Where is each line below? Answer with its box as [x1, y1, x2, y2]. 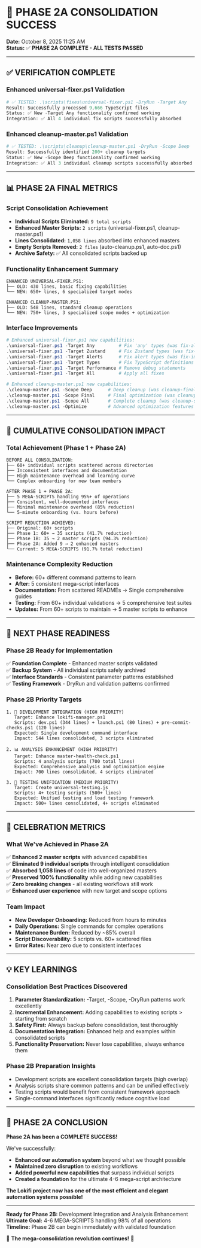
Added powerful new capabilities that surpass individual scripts [14, 1169, 175, 1176]
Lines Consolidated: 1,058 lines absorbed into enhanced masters [14, 236, 180, 244]
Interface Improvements [6, 323, 78, 331]
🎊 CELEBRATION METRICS [6, 822, 106, 832]
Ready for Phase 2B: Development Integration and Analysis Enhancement [6, 1211, 188, 1218]
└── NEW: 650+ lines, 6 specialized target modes [6, 288, 133, 295]
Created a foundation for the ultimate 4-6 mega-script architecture [14, 1176, 181, 1183]
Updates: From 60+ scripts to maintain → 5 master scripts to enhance [14, 605, 188, 613]
